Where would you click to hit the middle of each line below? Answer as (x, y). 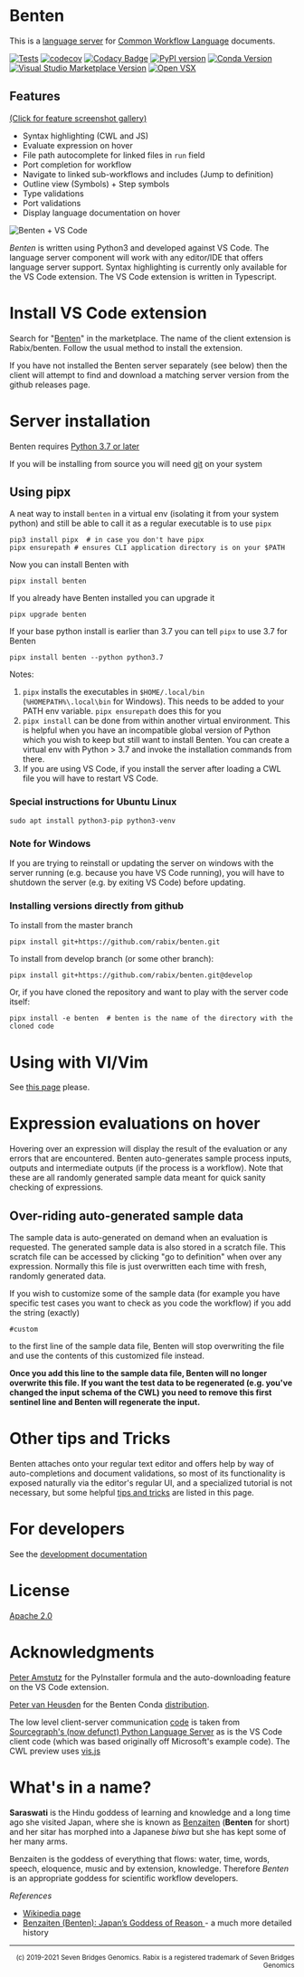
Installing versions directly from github (96, 906)
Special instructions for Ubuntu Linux (93, 802)
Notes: (22, 674)
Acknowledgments (82, 1653)
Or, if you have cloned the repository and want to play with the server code (149, 993)
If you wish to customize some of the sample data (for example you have (145, 1294)
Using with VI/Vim (79, 1062)
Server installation (80, 421)
